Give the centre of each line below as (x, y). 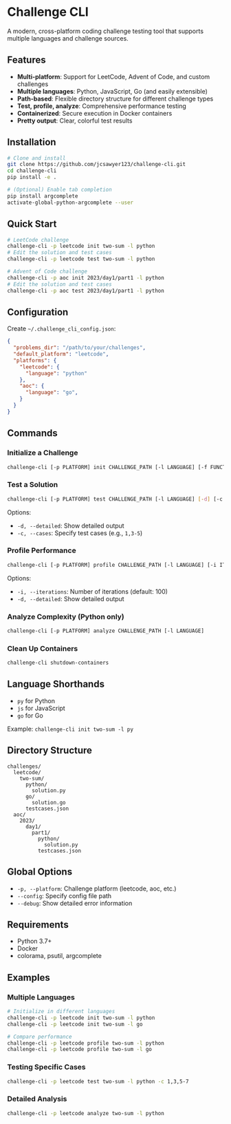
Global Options (40, 872)
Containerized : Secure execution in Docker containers (95, 113)
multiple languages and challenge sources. (68, 38)
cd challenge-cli (32, 171)
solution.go (49, 802)
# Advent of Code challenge (47, 271)
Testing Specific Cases (46, 1067)
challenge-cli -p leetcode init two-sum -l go (75, 1024)
